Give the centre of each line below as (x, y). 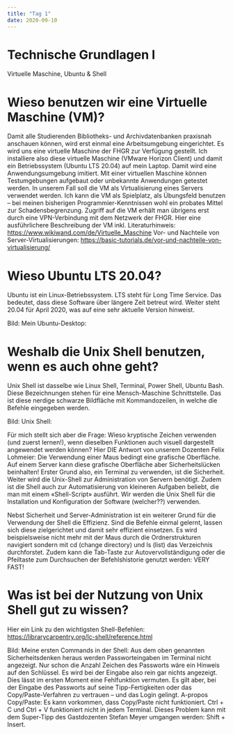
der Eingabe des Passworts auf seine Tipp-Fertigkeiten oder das (100, 687)
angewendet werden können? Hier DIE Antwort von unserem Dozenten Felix (116, 450)
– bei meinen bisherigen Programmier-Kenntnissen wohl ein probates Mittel (115, 203)
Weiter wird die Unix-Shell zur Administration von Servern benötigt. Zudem (114, 479)
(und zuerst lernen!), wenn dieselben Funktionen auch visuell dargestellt (111, 442)
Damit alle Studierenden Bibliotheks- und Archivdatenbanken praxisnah (110, 136)
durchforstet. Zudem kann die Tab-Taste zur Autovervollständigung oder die (116, 553)
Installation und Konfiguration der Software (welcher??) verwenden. (104, 502)
